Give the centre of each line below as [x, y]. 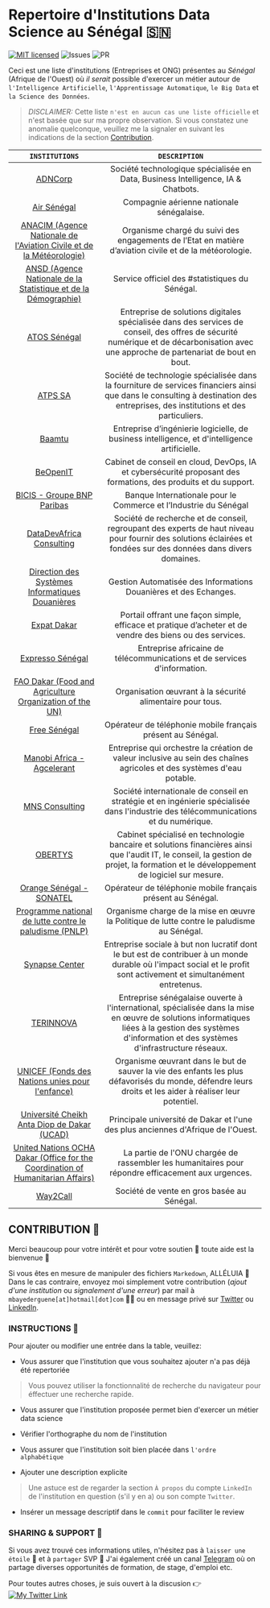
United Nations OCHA [54, 1147]
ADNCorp [54, 179]
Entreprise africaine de [181, 648]
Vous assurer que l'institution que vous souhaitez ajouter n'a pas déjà [135, 1361]
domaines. [181, 558]
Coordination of [54, 1167]
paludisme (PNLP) [54, 930]
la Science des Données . [49, 96]
